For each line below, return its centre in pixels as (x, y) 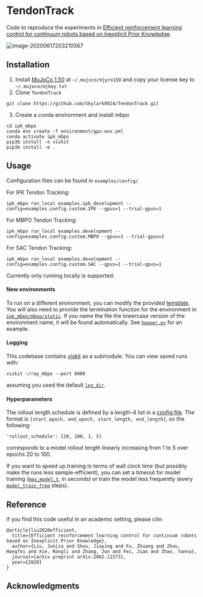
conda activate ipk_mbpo (38, 136)
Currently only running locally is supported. (60, 275)
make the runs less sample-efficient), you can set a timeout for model (93, 472)
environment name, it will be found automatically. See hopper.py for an (94, 322)
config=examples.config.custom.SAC (51, 264)
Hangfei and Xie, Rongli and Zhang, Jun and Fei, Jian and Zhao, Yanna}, (102, 551)
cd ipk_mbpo (21, 126)
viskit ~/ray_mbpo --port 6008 (46, 374)
